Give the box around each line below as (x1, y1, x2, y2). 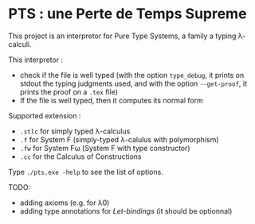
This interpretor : (8, 55, 64, 64)
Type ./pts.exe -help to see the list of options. (8, 167, 163, 176)
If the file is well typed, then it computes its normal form (19, 95, 203, 105)
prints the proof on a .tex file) (19, 87, 118, 96)
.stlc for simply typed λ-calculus (19, 126, 131, 136)
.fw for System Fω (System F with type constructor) (19, 143, 190, 153)
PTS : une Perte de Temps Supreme (8, 5, 247, 23)
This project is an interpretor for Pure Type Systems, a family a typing (8, 31, 237, 41)
